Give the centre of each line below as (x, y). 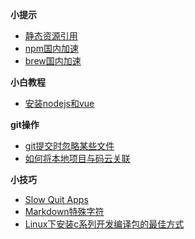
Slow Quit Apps (56, 199)
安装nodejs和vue (59, 103)
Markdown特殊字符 (64, 211)
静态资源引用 (51, 36)
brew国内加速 (53, 61)
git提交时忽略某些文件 (69, 146)
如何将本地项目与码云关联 (77, 158)
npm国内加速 (51, 48)
